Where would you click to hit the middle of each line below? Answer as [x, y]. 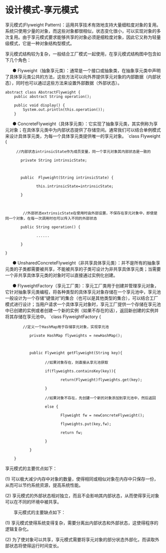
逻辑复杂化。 [18, 529]
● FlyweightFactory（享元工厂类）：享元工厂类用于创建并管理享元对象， [85, 285]
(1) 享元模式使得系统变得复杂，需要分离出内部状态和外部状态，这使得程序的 [82, 523]
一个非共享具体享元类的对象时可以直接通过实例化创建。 [61, 275]
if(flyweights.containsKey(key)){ [80, 371]
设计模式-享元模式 [42, 10]
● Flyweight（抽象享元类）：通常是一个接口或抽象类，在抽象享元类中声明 [86, 70]
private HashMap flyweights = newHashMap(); [76, 335]
